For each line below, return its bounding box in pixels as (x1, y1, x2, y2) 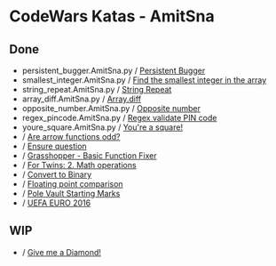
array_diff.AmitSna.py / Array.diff (21, 93, 142, 104)
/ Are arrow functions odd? (21, 132, 121, 141)
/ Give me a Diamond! (21, 246, 102, 257)
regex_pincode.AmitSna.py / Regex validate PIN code (21, 113, 217, 123)
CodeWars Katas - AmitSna (9, 6, 215, 27)
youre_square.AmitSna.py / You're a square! (21, 122, 184, 133)
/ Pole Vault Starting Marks (21, 189, 121, 198)
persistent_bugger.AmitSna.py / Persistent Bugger (21, 65, 206, 76)
